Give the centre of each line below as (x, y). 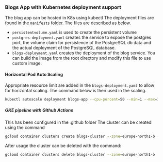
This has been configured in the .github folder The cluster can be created (78, 122)
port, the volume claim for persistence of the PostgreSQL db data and (81, 43)
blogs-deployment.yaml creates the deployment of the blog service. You (83, 53)
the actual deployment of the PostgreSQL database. (64, 48)
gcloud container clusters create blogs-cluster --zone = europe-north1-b (80, 137)
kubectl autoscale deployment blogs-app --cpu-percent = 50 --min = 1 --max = (81, 99)
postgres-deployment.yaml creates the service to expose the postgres (81, 37)
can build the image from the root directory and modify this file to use (81, 58)
